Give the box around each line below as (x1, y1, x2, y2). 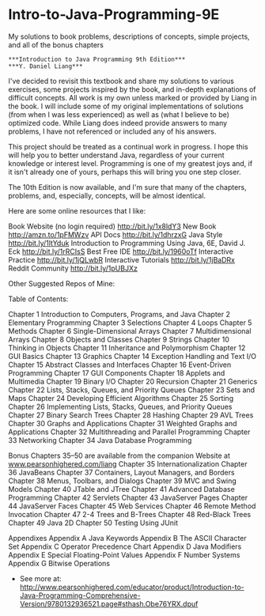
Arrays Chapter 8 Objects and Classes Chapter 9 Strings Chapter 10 (8, 334, 229, 344)
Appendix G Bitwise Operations (8, 558, 111, 568)
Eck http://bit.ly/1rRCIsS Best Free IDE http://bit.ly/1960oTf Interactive (8, 247, 233, 256)
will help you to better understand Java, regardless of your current (8, 150, 225, 160)
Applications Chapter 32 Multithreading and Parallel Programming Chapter (8, 427, 251, 436)
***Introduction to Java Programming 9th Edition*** (8, 55, 186, 63)
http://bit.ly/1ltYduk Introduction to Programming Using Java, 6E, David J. (8, 238, 246, 248)
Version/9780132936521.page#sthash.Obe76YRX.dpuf (19, 599, 199, 608)
